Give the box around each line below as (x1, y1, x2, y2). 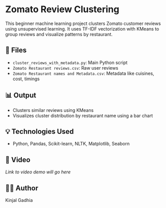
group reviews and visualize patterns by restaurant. (5, 31, 113, 37)
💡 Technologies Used (5, 127, 74, 136)
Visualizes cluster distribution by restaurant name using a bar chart (12, 112, 153, 118)
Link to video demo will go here (5, 169, 71, 175)
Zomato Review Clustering (5, 4, 119, 15)
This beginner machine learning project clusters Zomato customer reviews (5, 20, 161, 26)
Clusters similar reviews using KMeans (12, 107, 94, 113)
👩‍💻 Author (5, 184, 39, 192)
